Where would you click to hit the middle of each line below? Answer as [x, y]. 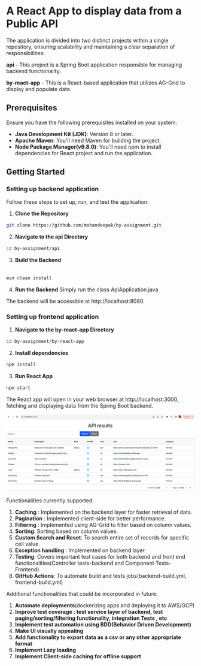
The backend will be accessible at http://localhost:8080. [75, 301]
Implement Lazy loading [45, 650]
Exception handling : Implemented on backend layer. [80, 550]
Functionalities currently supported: [50, 500]
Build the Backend [38, 260]
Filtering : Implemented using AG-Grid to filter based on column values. [103, 525]
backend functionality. [34, 71]
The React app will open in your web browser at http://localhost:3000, [92, 399]
